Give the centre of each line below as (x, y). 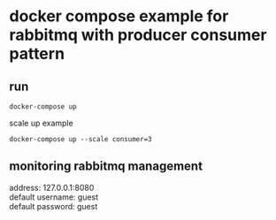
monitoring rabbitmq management (106, 167)
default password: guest (54, 206)
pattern (37, 54)
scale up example (41, 123)
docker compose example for (119, 16)
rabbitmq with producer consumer (138, 35)
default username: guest (54, 197)
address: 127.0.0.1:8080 (52, 187)
